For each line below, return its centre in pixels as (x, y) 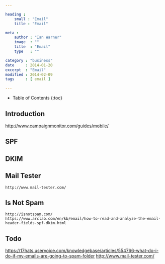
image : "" (27, 42)
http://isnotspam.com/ (29, 214)
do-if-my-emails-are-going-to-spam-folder (50, 256)
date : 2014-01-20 (29, 65)
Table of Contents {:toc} (37, 98)
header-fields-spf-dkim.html (36, 223)
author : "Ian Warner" (38, 37)
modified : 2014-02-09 (29, 74)
